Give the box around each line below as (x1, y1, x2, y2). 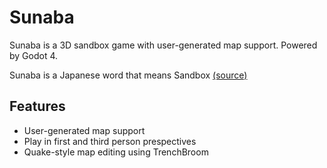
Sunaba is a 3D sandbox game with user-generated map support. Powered (9, 39, 318, 51)
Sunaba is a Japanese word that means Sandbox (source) (9, 69, 248, 81)
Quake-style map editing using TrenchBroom (23, 146, 209, 158)
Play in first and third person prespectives (23, 135, 197, 147)
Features (9, 98, 66, 115)
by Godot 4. (9, 49, 59, 61)
